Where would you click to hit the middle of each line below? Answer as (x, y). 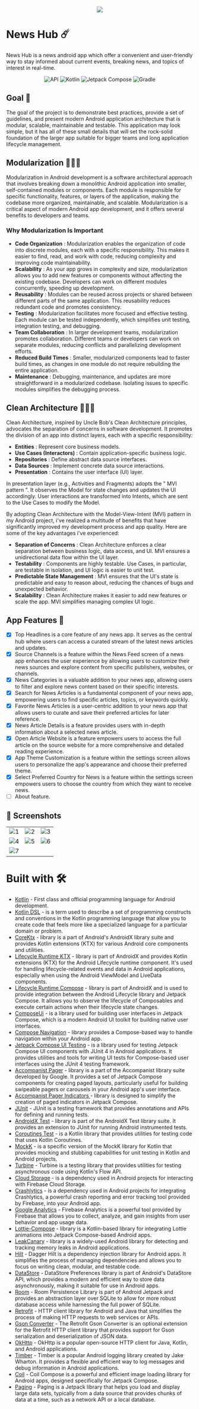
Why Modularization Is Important (55, 231)
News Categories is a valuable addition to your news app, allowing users (103, 679)
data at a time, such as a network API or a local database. (85, 1399)
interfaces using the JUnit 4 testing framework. (72, 1064)
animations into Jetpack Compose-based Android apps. (83, 1235)
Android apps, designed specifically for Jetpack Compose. (87, 1380)
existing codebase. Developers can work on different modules (91, 281)
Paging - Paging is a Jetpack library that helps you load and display (97, 1387)
